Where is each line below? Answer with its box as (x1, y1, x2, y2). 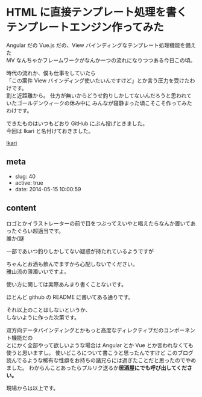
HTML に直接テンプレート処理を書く (6, 5, 188, 19)
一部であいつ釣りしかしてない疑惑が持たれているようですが (6, 247, 154, 254)
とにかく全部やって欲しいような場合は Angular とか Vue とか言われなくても (6, 341, 194, 349)
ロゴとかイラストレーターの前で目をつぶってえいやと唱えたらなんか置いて (6, 220, 191, 227)
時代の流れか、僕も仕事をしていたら (6, 69, 96, 76)
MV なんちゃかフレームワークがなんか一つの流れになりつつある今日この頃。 (6, 57, 196, 64)
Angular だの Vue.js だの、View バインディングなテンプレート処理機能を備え (6, 42, 196, 49)
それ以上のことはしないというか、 (6, 306, 91, 313)
